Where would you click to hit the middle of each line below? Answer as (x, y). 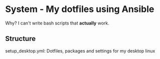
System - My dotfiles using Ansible (80, 9)
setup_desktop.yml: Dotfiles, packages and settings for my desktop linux (80, 50)
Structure (21, 39)
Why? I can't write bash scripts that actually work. (57, 23)
